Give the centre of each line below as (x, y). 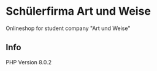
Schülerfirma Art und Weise (78, 11)
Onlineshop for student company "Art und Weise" (68, 28)
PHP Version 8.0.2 (29, 62)
